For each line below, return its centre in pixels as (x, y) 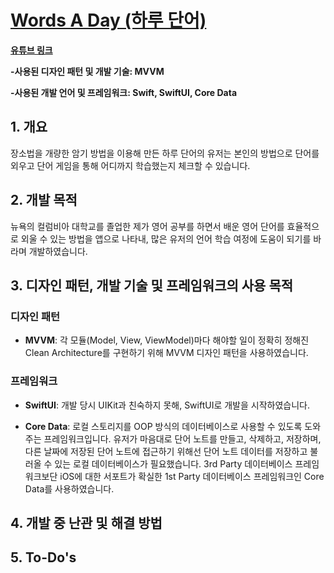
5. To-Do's (43, 557)
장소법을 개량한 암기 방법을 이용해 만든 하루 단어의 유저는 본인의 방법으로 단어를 (165, 153)
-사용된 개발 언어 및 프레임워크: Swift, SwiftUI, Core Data (124, 92)
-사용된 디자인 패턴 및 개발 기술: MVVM (87, 71)
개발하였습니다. (58, 251)
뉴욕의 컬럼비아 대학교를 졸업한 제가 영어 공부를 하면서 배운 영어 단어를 (147, 226)
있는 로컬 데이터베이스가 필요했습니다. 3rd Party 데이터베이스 (173, 463)
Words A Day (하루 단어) (108, 20)
